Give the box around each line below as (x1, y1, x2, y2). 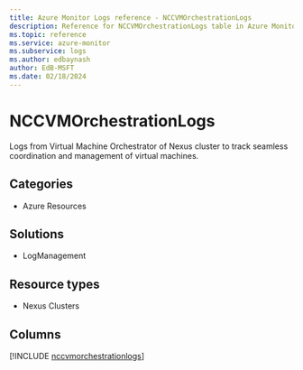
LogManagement (22, 250, 87, 262)
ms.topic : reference (9, 30, 87, 39)
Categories (9, 177, 74, 192)
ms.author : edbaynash (9, 55, 91, 64)
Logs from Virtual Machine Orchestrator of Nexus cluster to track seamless (9, 141, 289, 152)
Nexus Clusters (22, 301, 79, 311)
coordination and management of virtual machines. (9, 150, 199, 161)
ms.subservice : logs (9, 47, 87, 56)
